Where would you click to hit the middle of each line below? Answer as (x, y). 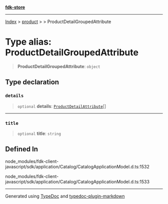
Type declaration (32, 82)
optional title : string (39, 133)
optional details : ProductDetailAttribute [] (62, 106)
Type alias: (28, 42)
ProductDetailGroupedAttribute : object (59, 66)
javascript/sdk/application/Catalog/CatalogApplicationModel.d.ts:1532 (77, 166)
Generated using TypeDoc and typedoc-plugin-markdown (65, 196)
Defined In (22, 149)
